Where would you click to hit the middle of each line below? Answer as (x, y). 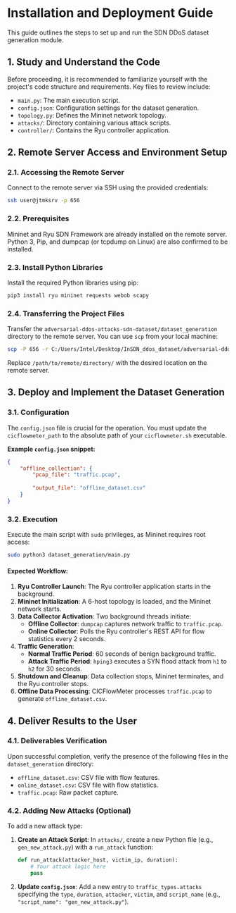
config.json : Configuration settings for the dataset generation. (108, 108)
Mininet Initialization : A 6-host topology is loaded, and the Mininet (114, 602)
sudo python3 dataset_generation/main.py (69, 555)
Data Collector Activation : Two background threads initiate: (104, 616)
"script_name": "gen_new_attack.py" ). (73, 901)
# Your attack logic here (68, 867)
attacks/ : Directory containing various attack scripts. (94, 123)
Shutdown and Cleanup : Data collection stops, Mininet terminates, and (120, 676)
